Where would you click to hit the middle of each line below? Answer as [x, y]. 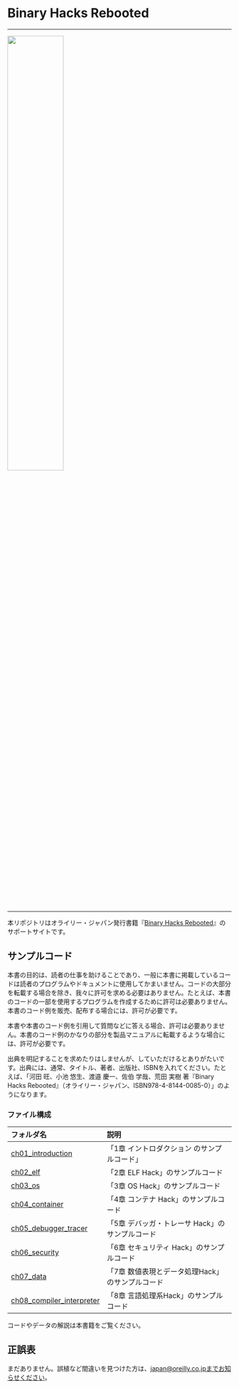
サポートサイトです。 [38, 932]
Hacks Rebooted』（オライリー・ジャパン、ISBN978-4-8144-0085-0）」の [116, 1085]
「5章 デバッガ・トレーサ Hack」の [166, 1223]
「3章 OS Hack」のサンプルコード [163, 1186]
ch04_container [37, 1205]
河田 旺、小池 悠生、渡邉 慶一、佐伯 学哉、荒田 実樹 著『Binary [122, 1076]
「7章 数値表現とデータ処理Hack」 [165, 1272]
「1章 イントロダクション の [154, 1148]
